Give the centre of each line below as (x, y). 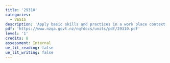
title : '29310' (21, 10)
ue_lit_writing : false (29, 52)
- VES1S (18, 19)
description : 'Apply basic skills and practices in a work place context (86, 24)
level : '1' (17, 34)
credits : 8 (17, 39)
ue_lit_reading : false (29, 48)
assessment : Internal (28, 43)
